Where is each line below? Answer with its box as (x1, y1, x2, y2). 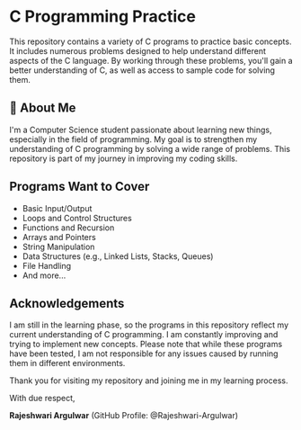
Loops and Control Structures (22, 212, 132, 223)
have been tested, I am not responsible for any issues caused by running (9, 348, 279, 359)
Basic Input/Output (22, 202, 93, 213)
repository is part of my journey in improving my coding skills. (9, 153, 238, 164)
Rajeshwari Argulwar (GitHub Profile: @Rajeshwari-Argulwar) (9, 410, 239, 421)
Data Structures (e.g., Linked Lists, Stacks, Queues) (22, 250, 214, 262)
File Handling (22, 260, 72, 271)
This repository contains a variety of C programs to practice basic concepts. (9, 36, 292, 47)
